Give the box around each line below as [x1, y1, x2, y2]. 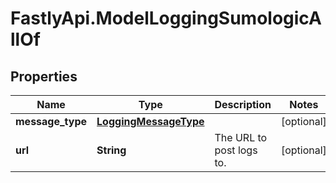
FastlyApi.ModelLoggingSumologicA [10, 7, 322, 30]
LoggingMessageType [96, 115, 205, 128]
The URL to [214, 131, 268, 144]
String [96, 143, 127, 157]
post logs [214, 143, 258, 157]
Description [214, 98, 272, 111]
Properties [10, 68, 78, 85]
